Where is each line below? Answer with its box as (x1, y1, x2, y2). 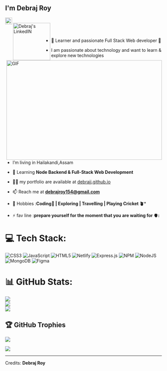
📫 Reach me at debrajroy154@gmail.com (12, 189, 100, 195)
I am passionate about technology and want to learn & (51, 47, 162, 53)
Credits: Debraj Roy (5, 360, 46, 366)
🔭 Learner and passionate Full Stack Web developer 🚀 (51, 37, 162, 43)
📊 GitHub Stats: (5, 276, 73, 287)
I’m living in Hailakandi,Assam (12, 159, 74, 165)
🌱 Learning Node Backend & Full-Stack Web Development (12, 169, 133, 175)
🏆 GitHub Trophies (5, 321, 66, 329)
